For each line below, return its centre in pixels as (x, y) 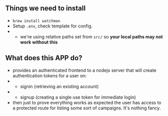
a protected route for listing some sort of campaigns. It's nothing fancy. (87, 108)
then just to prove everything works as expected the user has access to (87, 102)
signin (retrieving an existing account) (60, 86)
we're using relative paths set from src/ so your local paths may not (91, 36)
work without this (39, 42)
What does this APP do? (44, 58)
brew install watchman (36, 21)
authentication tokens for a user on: (49, 75)
